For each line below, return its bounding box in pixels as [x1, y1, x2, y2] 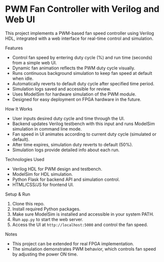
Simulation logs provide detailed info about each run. [12, 147, 120, 153]
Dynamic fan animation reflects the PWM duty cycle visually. [12, 65, 135, 71]
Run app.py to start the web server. [12, 216, 83, 222]
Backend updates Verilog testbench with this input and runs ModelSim [12, 121, 155, 127]
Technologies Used [5, 156, 44, 162]
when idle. [12, 75, 33, 81]
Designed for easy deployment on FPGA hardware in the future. [12, 96, 141, 102]
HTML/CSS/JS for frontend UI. [12, 181, 74, 188]
